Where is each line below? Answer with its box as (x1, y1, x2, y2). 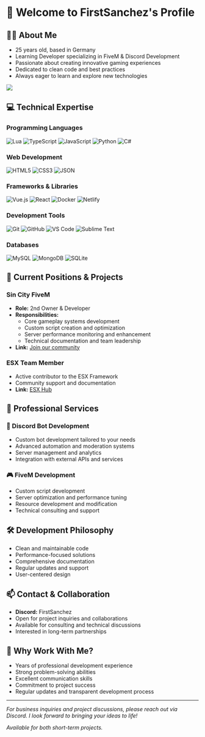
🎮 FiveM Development (6, 471, 76, 480)
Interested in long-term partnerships (15, 628, 107, 635)
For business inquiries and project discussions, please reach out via (6, 706, 178, 713)
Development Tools (6, 211, 65, 220)
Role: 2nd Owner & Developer (15, 304, 90, 312)
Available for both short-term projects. (6, 724, 103, 731)
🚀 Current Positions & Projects (6, 272, 123, 282)
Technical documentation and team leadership (24, 337, 142, 344)
